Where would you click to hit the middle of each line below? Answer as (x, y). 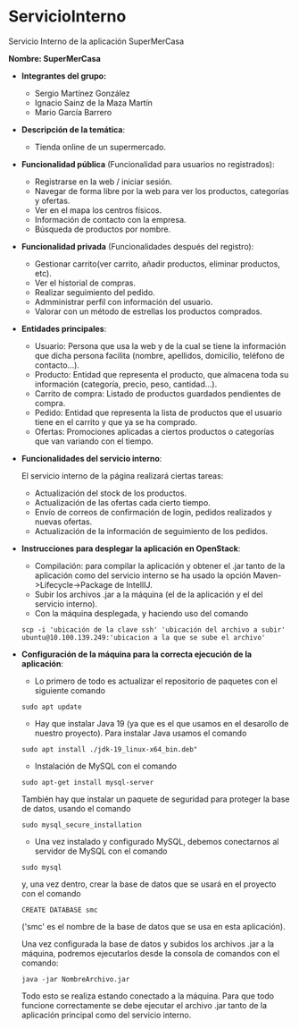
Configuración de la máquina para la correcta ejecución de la (136, 654)
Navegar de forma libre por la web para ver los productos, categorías (162, 191)
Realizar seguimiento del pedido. (95, 292)
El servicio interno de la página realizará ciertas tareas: (122, 475)
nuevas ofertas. (63, 522)
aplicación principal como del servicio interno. (106, 1015)
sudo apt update (51, 707)
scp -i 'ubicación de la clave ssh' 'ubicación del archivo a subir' (154, 629)
